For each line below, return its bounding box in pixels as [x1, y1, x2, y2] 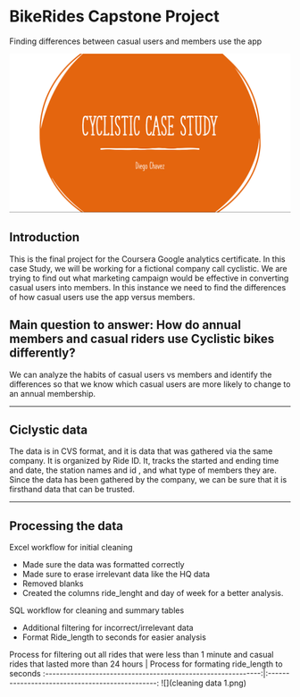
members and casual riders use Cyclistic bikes [9, 332, 275, 347]
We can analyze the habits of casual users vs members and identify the [9, 369, 272, 380]
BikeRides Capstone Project [9, 6, 221, 27]
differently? [9, 346, 76, 361]
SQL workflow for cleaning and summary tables [9, 605, 185, 616]
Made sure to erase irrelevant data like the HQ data [21, 569, 211, 580]
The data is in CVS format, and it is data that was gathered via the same [9, 446, 273, 457]
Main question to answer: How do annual [9, 317, 241, 332]
